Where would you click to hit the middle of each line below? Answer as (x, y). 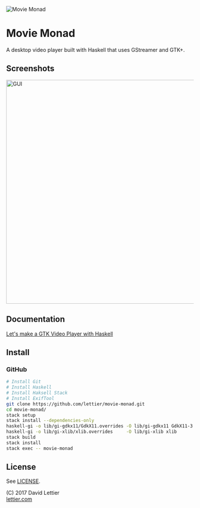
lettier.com (19, 499)
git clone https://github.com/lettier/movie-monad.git (76, 404)
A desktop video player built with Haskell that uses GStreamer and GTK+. (96, 50)
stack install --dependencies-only (50, 421)
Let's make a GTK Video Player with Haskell (60, 334)
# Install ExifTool (30, 398)
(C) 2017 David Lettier (33, 493)
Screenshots (30, 69)
